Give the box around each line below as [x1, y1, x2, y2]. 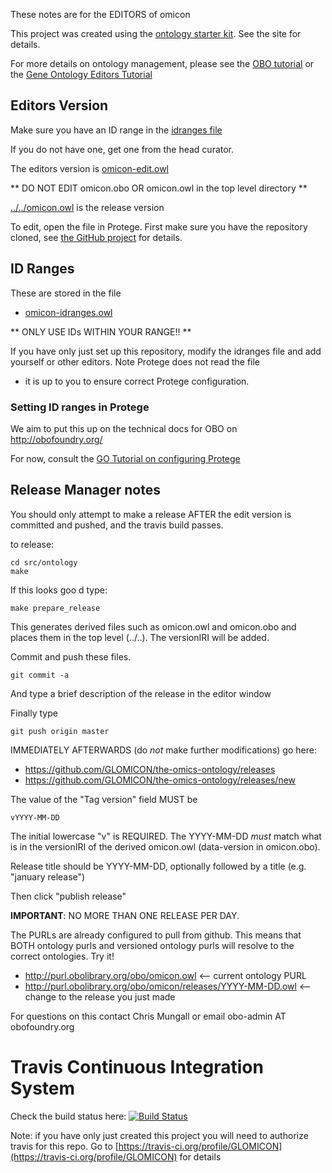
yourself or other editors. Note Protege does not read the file [10, 355, 260, 368]
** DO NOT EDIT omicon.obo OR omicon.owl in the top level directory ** [10, 182, 308, 194]
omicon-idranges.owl [24, 306, 113, 318]
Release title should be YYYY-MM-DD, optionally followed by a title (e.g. [10, 860, 307, 872]
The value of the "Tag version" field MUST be [10, 793, 198, 805]
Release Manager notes [10, 482, 161, 499]
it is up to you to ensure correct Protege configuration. [24, 375, 250, 387]
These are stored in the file [10, 287, 122, 299]
